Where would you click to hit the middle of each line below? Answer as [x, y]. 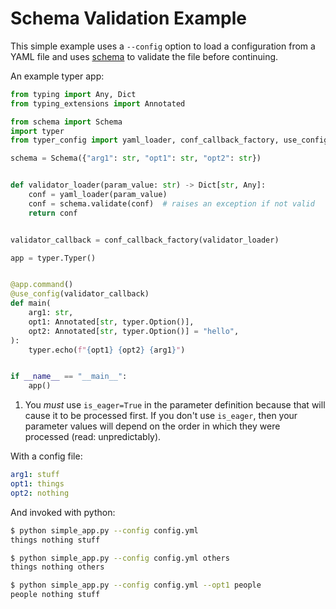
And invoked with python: [63, 512]
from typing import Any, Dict [73, 94]
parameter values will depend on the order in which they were [152, 426]
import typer [37, 131]
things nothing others [57, 567]
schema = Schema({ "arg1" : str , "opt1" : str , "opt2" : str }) [136, 158]
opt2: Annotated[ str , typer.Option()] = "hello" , [134, 331]
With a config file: [46, 456]
